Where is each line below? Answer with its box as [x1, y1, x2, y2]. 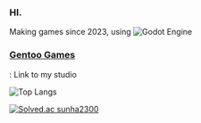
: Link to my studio [9, 69, 78, 79]
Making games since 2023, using [9, 27, 131, 37]
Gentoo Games [9, 49, 76, 61]
